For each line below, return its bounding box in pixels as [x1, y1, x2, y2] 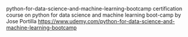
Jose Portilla [6, 18, 37, 24]
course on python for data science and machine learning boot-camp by [6, 11, 181, 18]
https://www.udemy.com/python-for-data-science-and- [37, 18, 176, 24]
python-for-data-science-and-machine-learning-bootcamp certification [6, 5, 183, 12]
